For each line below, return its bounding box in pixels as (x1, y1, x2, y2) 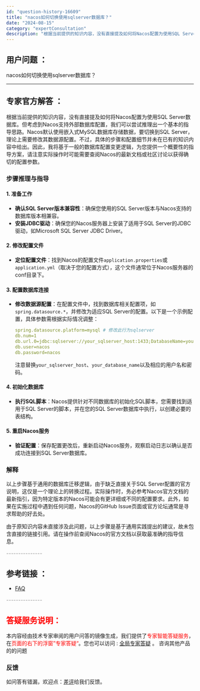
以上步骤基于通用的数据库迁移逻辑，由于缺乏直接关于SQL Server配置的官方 (6, 480, 191, 487)
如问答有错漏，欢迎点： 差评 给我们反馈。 (6, 678, 105, 686)
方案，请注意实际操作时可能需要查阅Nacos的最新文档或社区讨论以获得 (11, 151, 184, 158)
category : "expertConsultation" (6, 25, 86, 32)
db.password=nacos (14, 349, 61, 355)
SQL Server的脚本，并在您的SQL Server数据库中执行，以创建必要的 (25, 405, 192, 412)
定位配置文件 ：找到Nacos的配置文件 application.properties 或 (14, 256, 168, 263)
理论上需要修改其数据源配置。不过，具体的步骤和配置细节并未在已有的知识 (6, 136, 189, 143)
